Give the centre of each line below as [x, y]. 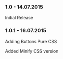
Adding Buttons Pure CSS [31, 41]
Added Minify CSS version [32, 51]
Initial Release [19, 18]
